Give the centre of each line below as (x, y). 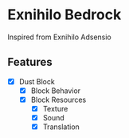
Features (30, 62)
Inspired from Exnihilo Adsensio (60, 37)
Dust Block (37, 81)
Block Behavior (56, 91)
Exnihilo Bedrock (64, 15)
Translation (61, 127)
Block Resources (59, 99)
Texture (55, 108)
